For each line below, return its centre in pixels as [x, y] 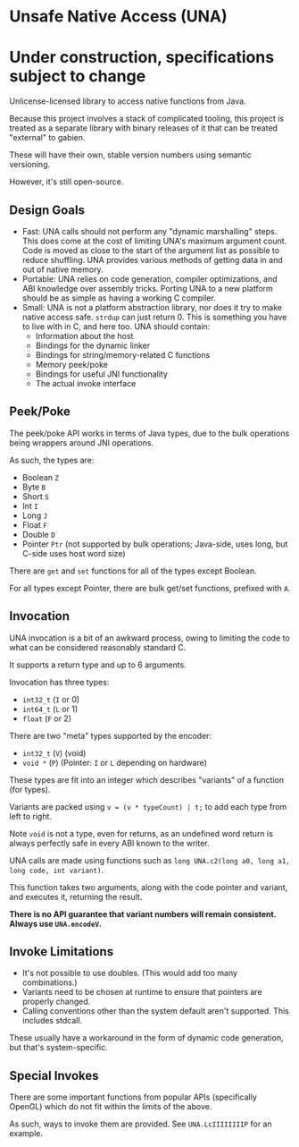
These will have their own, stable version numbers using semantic [130, 155]
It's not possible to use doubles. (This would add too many [130, 973]
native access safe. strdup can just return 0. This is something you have [154, 317]
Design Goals [47, 210]
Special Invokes [54, 1075]
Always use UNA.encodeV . [56, 923]
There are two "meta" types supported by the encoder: [111, 735]
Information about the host [84, 336]
